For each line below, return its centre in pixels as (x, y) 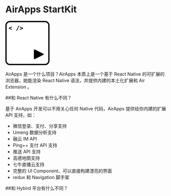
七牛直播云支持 (28, 164)
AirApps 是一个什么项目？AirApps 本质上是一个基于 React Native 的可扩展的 (85, 74)
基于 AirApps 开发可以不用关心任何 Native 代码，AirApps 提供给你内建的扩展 (86, 108)
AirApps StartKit (41, 9)
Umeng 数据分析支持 (35, 132)
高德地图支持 (26, 158)
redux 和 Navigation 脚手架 (41, 177)
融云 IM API (25, 139)
